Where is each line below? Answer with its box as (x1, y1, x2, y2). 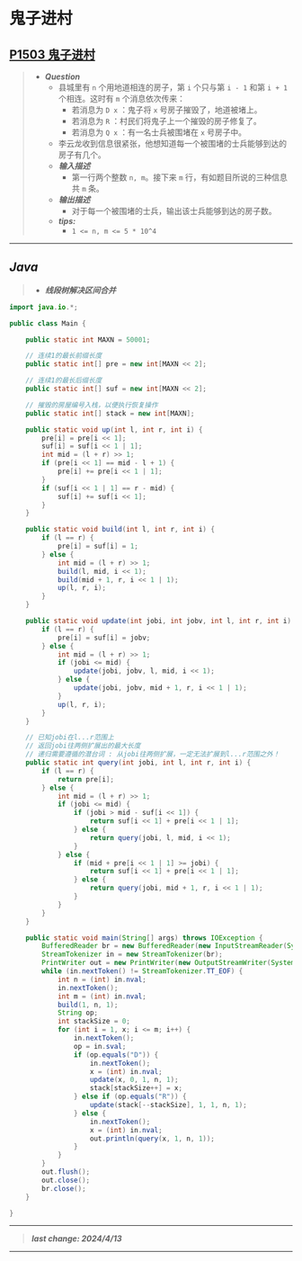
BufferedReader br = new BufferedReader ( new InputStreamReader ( (41, 942, 288, 951)
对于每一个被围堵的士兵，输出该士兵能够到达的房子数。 (71, 206, 277, 216)
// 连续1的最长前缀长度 (25, 352, 102, 361)
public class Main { (9, 318, 87, 328)
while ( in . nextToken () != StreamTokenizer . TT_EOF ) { (41, 967, 244, 976)
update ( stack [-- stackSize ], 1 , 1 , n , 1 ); (89, 1101, 247, 1110)
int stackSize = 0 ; (57, 1017, 130, 1026)
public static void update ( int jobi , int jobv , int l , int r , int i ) (25, 617, 292, 626)
